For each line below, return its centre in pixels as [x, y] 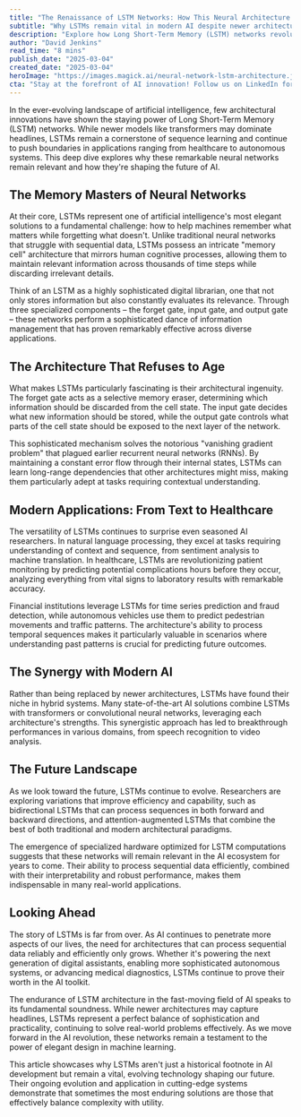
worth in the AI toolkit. [50, 982]
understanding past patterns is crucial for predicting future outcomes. [138, 644]
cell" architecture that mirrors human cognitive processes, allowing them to [148, 254]
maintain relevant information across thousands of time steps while [133, 264]
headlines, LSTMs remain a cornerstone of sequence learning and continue [149, 138]
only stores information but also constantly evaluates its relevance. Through [149, 300]
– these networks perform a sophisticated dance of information [126, 320]
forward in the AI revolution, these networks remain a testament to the [138, 1037]
